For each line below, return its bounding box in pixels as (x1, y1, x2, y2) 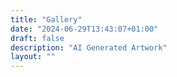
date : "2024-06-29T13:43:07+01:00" (10, 24, 159, 34)
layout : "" (10, 52, 56, 62)
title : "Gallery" (10, 14, 83, 25)
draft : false (10, 33, 65, 43)
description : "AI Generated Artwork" (10, 42, 168, 53)
